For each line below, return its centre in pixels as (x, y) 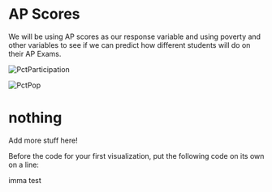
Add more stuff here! (43, 140)
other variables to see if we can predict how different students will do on (130, 45)
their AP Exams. (35, 53)
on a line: (24, 164)
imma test (25, 180)
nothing (35, 118)
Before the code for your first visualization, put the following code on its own (136, 156)
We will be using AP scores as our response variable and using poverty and (135, 36)
